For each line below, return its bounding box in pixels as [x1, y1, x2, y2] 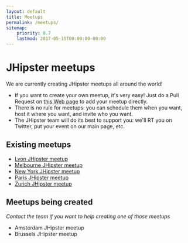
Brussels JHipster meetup [14, 230, 77, 237]
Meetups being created [6, 197, 93, 207]
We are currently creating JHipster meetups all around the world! [6, 80, 163, 87]
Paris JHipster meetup [14, 174, 69, 181]
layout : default [6, 8, 46, 15]
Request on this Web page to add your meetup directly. [14, 98, 148, 105]
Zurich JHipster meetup [14, 180, 72, 187]
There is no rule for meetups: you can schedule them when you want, [14, 104, 183, 111]
